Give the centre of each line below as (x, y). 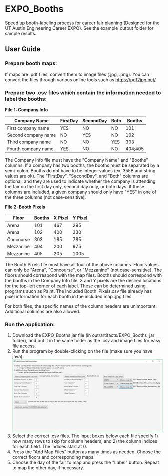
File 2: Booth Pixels (25, 207)
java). (18, 357)
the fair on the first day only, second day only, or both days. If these (75, 186)
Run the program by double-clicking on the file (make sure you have (82, 351)
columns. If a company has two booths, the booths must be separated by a (82, 165)
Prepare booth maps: (31, 63)
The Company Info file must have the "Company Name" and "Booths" (77, 160)
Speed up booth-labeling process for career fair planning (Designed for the (82, 23)
